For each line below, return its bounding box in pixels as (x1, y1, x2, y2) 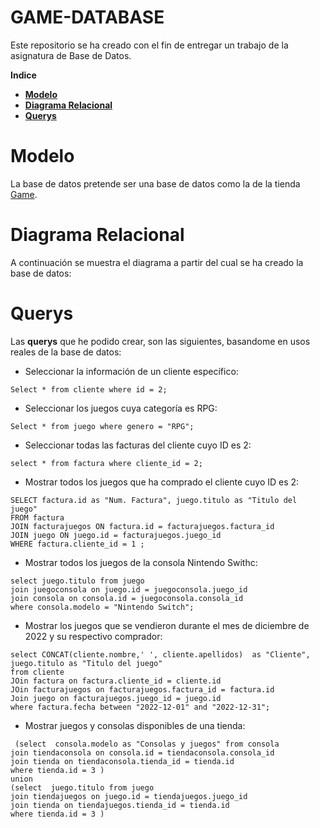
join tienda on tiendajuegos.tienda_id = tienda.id (10, 800, 230, 810)
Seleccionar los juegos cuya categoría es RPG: (24, 402, 218, 414)
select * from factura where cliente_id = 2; (10, 458, 203, 468)
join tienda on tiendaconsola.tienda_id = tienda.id (10, 756, 235, 766)
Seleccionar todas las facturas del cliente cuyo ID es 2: (24, 439, 252, 451)
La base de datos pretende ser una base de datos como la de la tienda (10, 177, 301, 190)
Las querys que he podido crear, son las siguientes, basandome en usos (10, 335, 311, 347)
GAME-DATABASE (10, 6, 165, 29)
